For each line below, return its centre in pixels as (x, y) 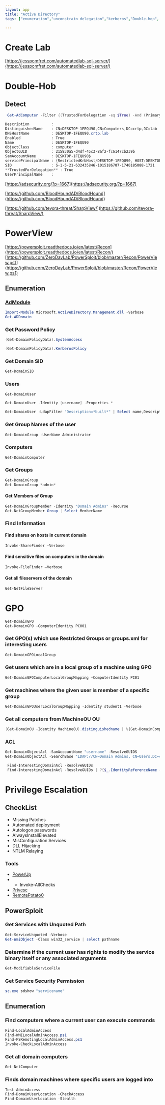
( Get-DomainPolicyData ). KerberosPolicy (46, 349)
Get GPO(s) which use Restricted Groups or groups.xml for (76, 638)
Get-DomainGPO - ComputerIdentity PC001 (46, 626)
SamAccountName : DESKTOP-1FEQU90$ (48, 156)
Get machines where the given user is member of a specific (77, 690)
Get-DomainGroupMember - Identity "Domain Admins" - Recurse (67, 506)
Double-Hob (31, 86)
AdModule (18, 302)
